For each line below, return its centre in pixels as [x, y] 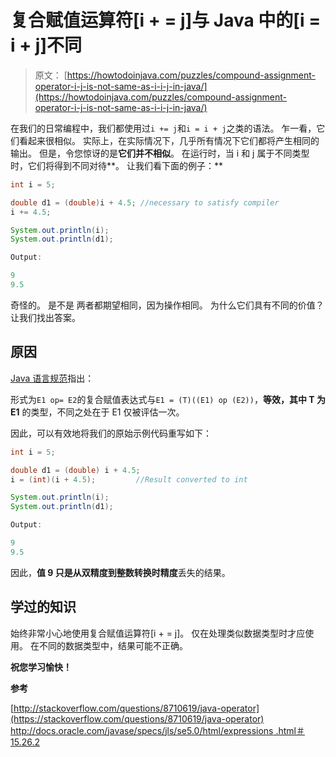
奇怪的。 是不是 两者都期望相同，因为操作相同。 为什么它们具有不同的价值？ [167, 305]
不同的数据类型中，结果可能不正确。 [113, 645]
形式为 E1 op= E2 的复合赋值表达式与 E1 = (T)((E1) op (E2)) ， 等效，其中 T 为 [168, 399]
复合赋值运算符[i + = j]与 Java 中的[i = [166, 20]
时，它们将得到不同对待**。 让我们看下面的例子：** [116, 165]
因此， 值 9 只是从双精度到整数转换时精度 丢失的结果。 [120, 572]
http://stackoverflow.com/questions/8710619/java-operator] [136, 708]
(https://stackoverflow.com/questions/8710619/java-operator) [137, 718]
